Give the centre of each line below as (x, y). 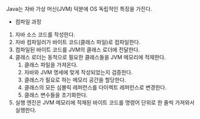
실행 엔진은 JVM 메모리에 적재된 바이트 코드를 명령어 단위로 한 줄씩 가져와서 (105, 102)
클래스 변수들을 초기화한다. (56, 95)
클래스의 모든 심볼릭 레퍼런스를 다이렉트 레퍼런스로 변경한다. (95, 87)
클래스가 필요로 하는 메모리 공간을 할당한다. (75, 80)
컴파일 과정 (28, 22)
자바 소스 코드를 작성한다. (45, 34)
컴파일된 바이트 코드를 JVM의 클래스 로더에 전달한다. (78, 50)
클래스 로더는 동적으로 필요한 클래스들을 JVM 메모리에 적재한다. (90, 57)
